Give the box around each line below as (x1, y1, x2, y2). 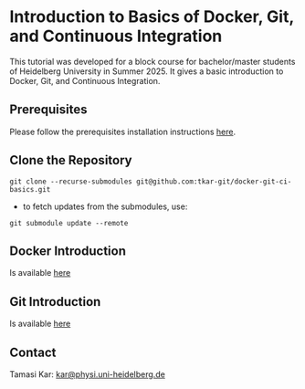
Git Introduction (9, 294, 101, 310)
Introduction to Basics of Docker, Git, (9, 6, 294, 27)
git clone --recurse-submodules (9, 176, 132, 186)
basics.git (9, 184, 51, 194)
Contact (9, 344, 57, 360)
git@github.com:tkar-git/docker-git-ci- (135, 176, 292, 186)
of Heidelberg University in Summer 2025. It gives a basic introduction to (9, 66, 284, 77)
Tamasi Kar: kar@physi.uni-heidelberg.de (9, 369, 166, 380)
